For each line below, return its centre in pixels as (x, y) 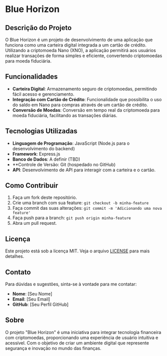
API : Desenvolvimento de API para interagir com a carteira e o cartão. (84, 170)
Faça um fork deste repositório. (45, 198)
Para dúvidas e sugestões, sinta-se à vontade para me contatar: (71, 284)
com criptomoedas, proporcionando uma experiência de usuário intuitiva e (82, 337)
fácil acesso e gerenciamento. (43, 94)
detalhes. (15, 256)
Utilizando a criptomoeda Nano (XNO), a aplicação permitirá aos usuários (81, 50)
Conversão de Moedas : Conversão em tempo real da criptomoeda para (86, 110)
